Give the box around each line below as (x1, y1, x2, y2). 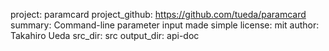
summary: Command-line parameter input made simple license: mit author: (10, 19, 320, 31)
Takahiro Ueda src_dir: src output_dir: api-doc (10, 30, 200, 41)
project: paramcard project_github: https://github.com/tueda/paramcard (10, 9, 307, 20)
